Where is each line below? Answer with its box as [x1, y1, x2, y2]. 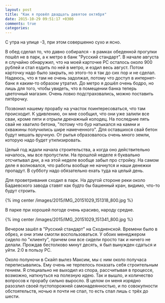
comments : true [5, 21, 36, 26]
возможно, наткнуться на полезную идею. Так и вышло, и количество [5, 272, 154, 278]
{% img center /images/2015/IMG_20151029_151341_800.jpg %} [5, 216, 133, 222]
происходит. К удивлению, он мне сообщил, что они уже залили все [5, 111, 150, 117]
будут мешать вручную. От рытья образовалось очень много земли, [5, 132, 150, 138]
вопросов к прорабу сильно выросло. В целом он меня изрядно [5, 278, 141, 284]
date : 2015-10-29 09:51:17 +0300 [5, 16, 74, 21]
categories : [5, 26, 30, 31]
